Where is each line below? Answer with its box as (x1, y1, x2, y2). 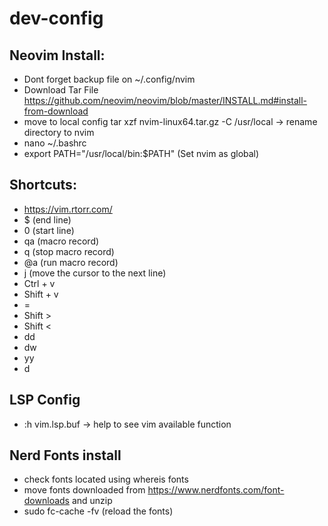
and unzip (71, 495, 113, 507)
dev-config (9, 7, 104, 30)
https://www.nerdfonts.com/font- (147, 484, 285, 496)
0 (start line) (23, 224, 75, 236)
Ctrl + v (23, 277, 56, 289)
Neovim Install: (9, 47, 106, 64)
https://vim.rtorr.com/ (23, 203, 113, 215)
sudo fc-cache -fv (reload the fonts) (23, 505, 174, 517)
